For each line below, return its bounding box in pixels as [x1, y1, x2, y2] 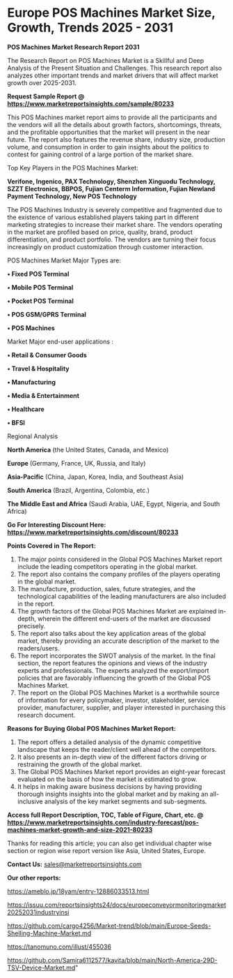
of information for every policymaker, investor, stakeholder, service [17, 696, 209, 704]
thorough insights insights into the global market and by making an [17, 790, 209, 798]
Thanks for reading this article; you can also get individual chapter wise [7, 839, 212, 847]
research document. [17, 711, 76, 719]
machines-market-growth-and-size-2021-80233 [7, 825, 153, 833]
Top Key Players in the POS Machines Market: [7, 163, 138, 172]
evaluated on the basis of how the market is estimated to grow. [17, 775, 198, 783]
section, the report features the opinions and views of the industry [17, 658, 207, 667]
